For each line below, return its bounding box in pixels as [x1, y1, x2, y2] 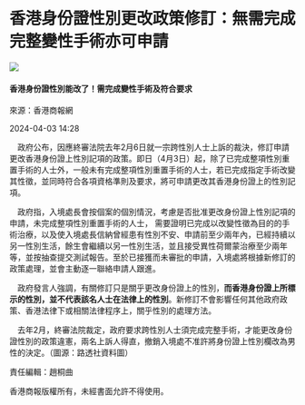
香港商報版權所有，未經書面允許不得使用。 [9, 386, 169, 397]
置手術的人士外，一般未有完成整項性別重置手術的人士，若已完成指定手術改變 [9, 164, 296, 175]
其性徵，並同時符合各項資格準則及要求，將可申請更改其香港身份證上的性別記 [9, 176, 296, 187]
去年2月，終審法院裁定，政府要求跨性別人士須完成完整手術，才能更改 [16, 324, 277, 336]
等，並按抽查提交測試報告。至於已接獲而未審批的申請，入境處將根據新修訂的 [9, 252, 296, 263]
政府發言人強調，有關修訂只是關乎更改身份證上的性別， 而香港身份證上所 [16, 282, 288, 293]
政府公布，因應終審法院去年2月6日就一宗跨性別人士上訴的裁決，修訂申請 [16, 142, 290, 153]
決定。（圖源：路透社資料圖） [25, 347, 133, 359]
